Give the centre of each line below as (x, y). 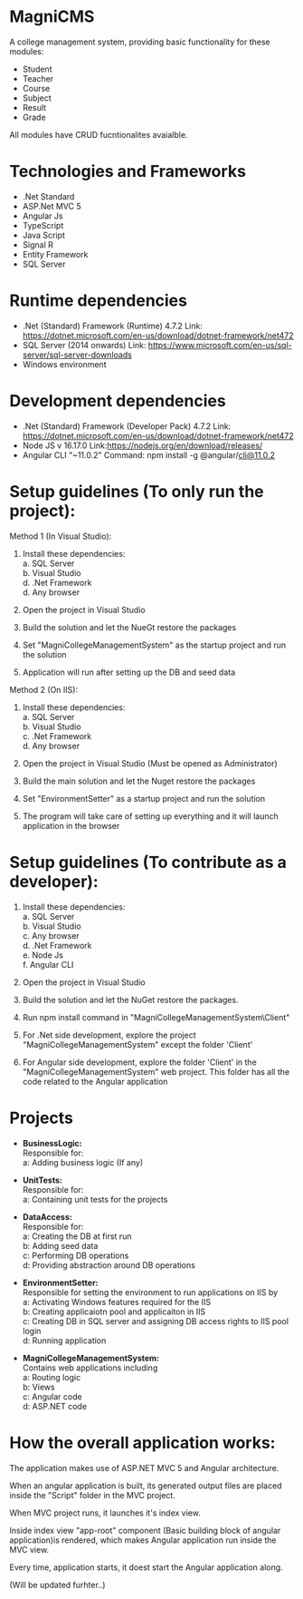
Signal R (38, 244)
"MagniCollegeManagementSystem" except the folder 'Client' (137, 1044)
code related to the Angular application (95, 1081)
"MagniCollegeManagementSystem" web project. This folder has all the (156, 1071)
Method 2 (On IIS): (44, 689)
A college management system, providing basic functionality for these (140, 42)
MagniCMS (52, 17)
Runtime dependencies (99, 301)
